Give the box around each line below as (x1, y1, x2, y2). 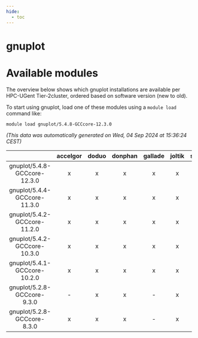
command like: (6, 110, 42, 117)
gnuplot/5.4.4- (9, 186, 51, 194)
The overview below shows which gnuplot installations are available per (6, 86, 181, 93)
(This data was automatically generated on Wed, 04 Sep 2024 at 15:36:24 (6, 131, 187, 138)
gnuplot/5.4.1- (9, 259, 51, 267)
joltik (170, 151, 184, 160)
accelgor (57, 151, 82, 160)
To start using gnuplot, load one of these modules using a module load (6, 104, 177, 111)
